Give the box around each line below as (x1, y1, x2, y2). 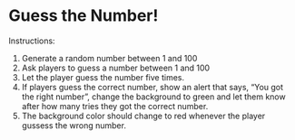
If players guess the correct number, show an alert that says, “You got (21, 81, 283, 92)
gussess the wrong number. (21, 119, 126, 131)
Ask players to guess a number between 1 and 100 (21, 62, 211, 73)
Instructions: (8, 35, 55, 46)
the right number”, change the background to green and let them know (21, 91, 287, 102)
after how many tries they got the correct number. (21, 100, 209, 111)
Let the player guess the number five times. (21, 71, 185, 82)
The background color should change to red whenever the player (21, 110, 266, 121)
